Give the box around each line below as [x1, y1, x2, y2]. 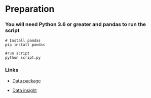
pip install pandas [5, 43, 45, 48]
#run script [5, 51, 30, 56]
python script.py [5, 55, 41, 60]
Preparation [5, 3, 55, 15]
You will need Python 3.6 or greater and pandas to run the [5, 21, 147, 28]
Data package [12, 77, 41, 84]
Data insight [12, 87, 37, 93]
